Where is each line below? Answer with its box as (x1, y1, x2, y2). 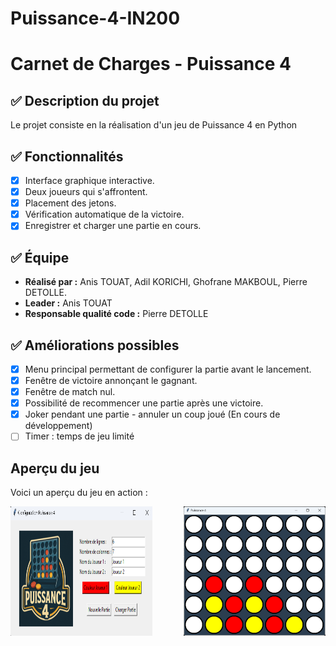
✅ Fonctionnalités (10, 148, 124, 165)
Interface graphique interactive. (24, 175, 155, 186)
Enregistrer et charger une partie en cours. (24, 220, 202, 232)
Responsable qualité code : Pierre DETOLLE (24, 308, 209, 320)
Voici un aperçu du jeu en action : (10, 487, 148, 499)
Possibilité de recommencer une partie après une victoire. (24, 397, 264, 409)
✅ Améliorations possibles (10, 337, 180, 354)
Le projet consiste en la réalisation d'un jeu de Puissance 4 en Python (10, 119, 298, 131)
